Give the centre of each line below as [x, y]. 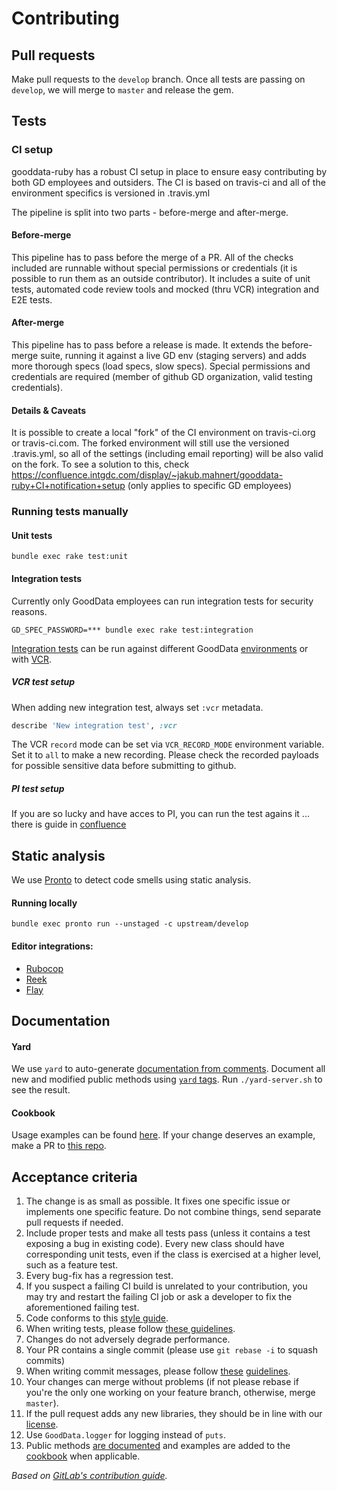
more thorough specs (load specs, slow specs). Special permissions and [161, 366]
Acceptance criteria [74, 1177]
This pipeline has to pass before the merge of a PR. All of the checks [152, 257]
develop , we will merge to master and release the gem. [122, 90]
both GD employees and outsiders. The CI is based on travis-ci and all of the [168, 182]
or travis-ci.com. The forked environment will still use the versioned [150, 443]
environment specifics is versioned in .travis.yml [111, 193]
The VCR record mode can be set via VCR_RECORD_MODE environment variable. [168, 744]
